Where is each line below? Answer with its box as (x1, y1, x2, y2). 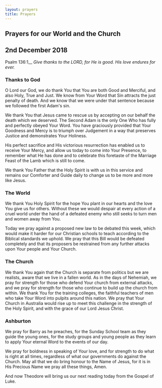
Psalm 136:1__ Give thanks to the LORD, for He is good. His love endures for (5, 59, 156, 65)
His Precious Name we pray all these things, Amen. (5, 364, 107, 370)
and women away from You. (5, 216, 61, 222)
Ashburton (5, 318, 31, 324)
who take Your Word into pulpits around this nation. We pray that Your (5, 295, 145, 301)
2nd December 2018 (5, 46, 68, 54)
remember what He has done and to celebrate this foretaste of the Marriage (5, 152, 157, 158)
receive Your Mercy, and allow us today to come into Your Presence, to (5, 148, 147, 153)
